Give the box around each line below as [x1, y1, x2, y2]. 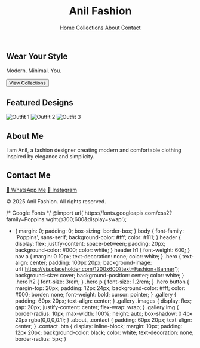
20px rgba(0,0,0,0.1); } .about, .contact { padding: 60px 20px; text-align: [14, 316, 192, 323]
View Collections [9, 80, 46, 86]
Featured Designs [6, 97, 73, 108]
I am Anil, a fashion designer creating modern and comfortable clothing [6, 146, 181, 154]
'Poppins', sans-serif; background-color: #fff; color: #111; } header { [14, 233, 181, 240]
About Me [6, 130, 44, 141]
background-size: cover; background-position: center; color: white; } [14, 271, 184, 279]
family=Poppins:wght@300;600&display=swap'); [6, 215, 127, 222]
